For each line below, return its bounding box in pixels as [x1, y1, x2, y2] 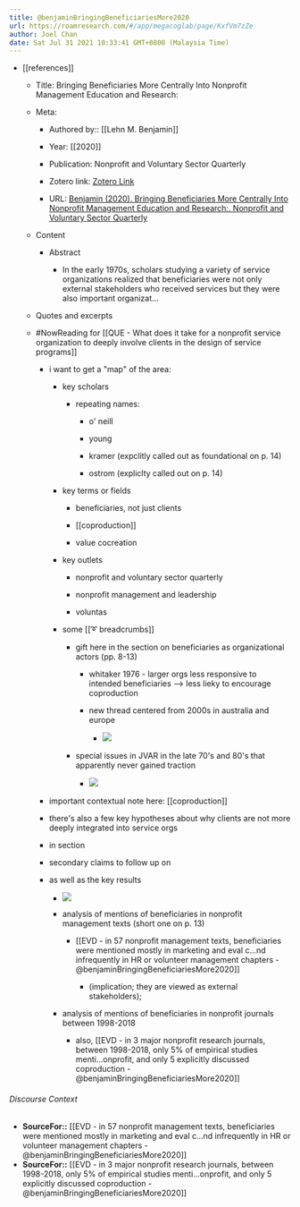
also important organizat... [62, 293, 159, 304]
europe [88, 715, 116, 726]
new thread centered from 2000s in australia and [88, 705, 270, 716]
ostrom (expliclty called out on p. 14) [88, 468, 223, 479]
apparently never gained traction [75, 760, 196, 770]
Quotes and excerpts [35, 310, 113, 321]
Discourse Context [9, 1093, 78, 1104]
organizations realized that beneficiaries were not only [62, 274, 262, 285]
